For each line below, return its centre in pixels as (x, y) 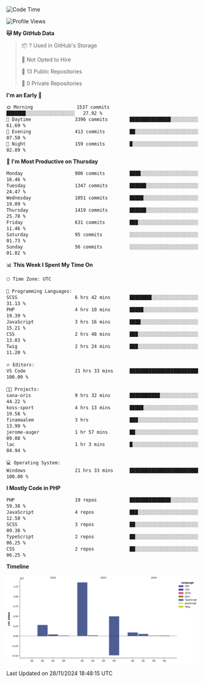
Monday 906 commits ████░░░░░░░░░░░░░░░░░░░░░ (102, 173)
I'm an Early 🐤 (24, 95)
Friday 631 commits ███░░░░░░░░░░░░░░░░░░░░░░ (102, 222)
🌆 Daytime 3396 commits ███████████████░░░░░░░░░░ (102, 119)
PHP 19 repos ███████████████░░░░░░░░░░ (102, 500)
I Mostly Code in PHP (34, 488)
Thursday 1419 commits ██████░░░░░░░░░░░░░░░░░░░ (102, 210)
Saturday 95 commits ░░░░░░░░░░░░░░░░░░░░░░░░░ (102, 235)
